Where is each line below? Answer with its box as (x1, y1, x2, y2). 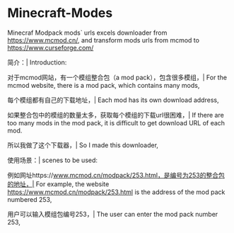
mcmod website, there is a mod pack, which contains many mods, (7, 81, 200, 89)
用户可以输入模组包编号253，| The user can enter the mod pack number (7, 210, 218, 218)
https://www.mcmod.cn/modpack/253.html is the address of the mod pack (7, 188, 226, 196)
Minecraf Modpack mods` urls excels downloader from (7, 28, 168, 37)
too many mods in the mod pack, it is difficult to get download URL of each (7, 118, 225, 127)
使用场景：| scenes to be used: (7, 156, 98, 164)
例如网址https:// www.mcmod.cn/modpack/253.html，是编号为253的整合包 (7, 171, 225, 179)
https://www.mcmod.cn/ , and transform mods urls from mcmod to (7, 35, 200, 44)
